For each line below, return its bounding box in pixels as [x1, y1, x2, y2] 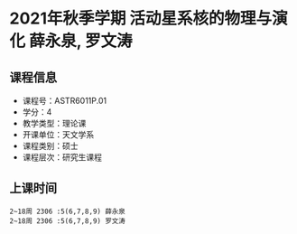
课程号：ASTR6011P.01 [22, 96, 107, 106]
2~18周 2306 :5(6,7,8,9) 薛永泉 [9, 207, 126, 216]
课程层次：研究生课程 [22, 152, 102, 163]
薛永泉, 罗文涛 [28, 31, 133, 51]
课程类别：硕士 [22, 141, 79, 151]
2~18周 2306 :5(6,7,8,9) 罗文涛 [9, 216, 126, 226]
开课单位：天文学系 [22, 129, 95, 140]
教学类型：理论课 [22, 118, 87, 128]
